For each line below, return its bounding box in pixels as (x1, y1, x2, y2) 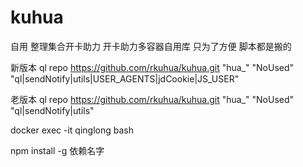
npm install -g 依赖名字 (10, 144, 105, 156)
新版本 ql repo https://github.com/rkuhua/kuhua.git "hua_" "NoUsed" (10, 61, 295, 73)
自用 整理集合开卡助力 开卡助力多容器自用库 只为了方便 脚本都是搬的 (10, 40, 292, 52)
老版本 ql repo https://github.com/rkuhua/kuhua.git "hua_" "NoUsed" (10, 93, 295, 105)
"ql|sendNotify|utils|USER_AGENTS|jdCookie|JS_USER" (10, 72, 240, 85)
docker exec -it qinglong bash (10, 124, 134, 136)
